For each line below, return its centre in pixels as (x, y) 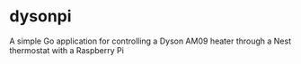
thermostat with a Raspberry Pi (66, 50)
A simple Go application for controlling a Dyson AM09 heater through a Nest (150, 41)
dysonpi (40, 16)
